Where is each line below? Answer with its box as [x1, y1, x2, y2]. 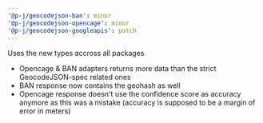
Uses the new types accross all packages [7, 49, 145, 58]
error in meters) [18, 106, 71, 116]
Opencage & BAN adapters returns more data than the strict [18, 64, 217, 73]
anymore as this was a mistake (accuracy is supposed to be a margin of [18, 97, 256, 108]
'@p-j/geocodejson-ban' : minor [7, 11, 112, 20]
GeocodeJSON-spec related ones [18, 73, 131, 82]
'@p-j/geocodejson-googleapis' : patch [7, 26, 137, 34]
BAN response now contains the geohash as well [18, 81, 181, 90]
